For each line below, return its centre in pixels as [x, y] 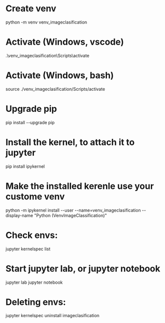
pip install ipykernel [25, 166]
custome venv [35, 196]
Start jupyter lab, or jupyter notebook [83, 269]
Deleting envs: [36, 302]
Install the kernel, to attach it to [70, 142]
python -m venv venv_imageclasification [46, 22]
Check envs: [32, 235]
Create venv [31, 9]
